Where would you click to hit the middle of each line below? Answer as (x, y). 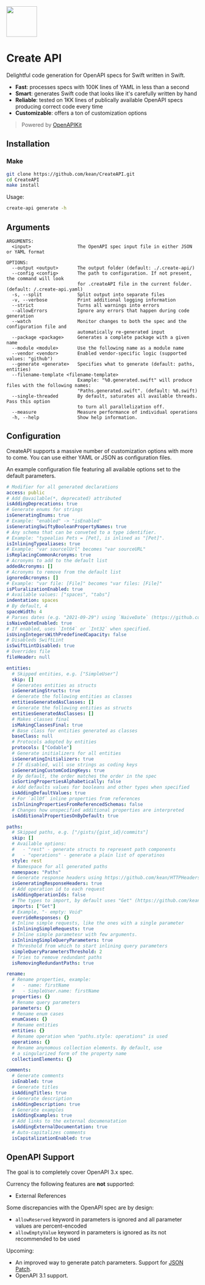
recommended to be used (48, 1239)
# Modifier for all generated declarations (63, 487)
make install (23, 186)
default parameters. (31, 476)
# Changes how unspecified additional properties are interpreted (98, 810)
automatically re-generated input (121, 332)
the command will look (35, 278)
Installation (28, 144)
